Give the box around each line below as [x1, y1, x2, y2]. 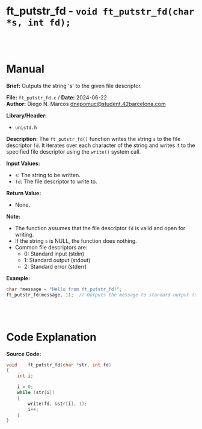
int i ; [17, 373, 34, 379]
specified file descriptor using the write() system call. [6, 148, 141, 155]
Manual [6, 62, 45, 76]
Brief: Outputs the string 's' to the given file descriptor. [6, 82, 142, 89]
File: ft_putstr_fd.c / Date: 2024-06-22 [6, 93, 107, 101]
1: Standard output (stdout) [23, 256, 91, 263]
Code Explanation [6, 330, 97, 344]
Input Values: [6, 160, 40, 167]
